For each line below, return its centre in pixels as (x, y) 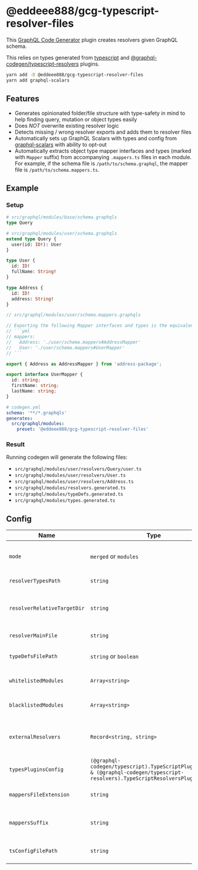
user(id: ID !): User (37, 244)
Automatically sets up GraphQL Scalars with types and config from (95, 138)
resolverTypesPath (35, 581)
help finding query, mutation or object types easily (76, 119)
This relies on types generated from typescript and (68, 57)
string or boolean (115, 656)
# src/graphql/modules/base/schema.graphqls (62, 217)
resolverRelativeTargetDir (47, 608)
